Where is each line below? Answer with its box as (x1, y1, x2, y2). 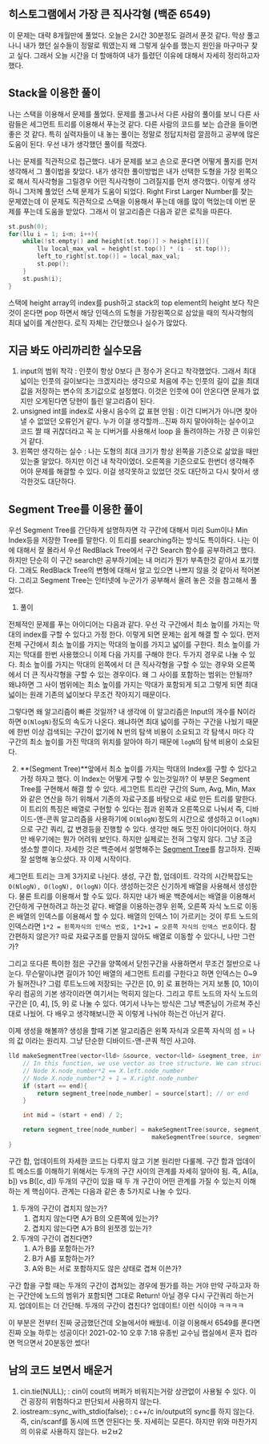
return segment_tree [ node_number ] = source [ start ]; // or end (37, 1089, 249, 1097)
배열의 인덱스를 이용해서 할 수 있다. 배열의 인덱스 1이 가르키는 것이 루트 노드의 (16, 912, 259, 921)
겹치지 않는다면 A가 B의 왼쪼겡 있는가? (31, 1223, 152, 1233)
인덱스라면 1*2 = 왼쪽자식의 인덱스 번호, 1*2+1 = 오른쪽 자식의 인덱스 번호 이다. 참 (8, 921, 257, 931)
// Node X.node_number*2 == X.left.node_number (22, 1067, 184, 1075)
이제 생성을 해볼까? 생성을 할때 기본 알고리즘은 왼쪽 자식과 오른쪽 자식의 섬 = (8, 1026, 247, 1035)
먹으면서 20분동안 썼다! (16, 1337, 90, 1347)
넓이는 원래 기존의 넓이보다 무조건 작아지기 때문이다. (8, 689, 171, 700)
